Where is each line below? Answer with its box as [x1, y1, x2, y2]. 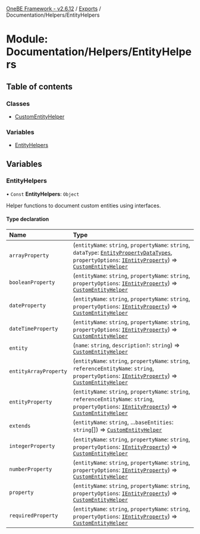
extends [9, 423, 31, 429]
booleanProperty [9, 279, 55, 286]
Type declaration [6, 215, 49, 223]
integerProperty [9, 443, 55, 450]
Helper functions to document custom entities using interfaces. [6, 202, 161, 209]
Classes [6, 99, 30, 108]
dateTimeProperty [9, 325, 58, 332]
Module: [6, 32, 48, 46]
